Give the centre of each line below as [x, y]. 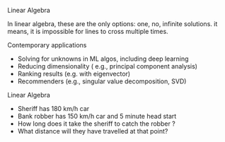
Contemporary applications [47, 45]
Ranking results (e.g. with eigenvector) [74, 74]
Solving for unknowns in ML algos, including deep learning [103, 59]
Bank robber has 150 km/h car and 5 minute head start [97, 116]
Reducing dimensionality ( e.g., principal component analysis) [108, 66]
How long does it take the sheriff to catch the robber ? [96, 124]
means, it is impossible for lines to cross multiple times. [88, 31]
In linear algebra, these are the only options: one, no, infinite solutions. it [112, 24]
